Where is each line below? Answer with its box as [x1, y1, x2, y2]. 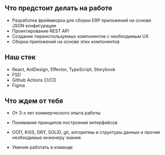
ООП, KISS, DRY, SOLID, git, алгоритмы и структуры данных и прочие [12, 129, 160, 135]
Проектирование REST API [12, 27, 69, 34]
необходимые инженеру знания [12, 134, 81, 140]
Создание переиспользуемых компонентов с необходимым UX [12, 33, 149, 39]
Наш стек [5, 53, 36, 61]
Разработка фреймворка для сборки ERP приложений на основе [12, 17, 151, 23]
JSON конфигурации [12, 22, 56, 28]
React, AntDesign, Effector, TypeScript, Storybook [12, 66, 116, 72]
